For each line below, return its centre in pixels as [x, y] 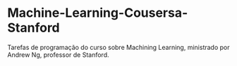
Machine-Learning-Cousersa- [98, 13]
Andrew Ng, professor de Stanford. [58, 55]
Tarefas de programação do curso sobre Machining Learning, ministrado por [119, 47]
